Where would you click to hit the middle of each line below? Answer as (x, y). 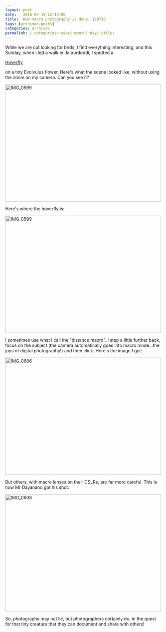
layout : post (19, 10)
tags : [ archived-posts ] (30, 24)
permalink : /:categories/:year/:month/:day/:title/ (60, 33)
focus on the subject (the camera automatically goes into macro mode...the (82, 345)
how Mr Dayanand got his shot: (37, 487)
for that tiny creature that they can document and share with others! (75, 624)
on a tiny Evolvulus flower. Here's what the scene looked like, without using (83, 72)
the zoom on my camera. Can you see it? (47, 77)
